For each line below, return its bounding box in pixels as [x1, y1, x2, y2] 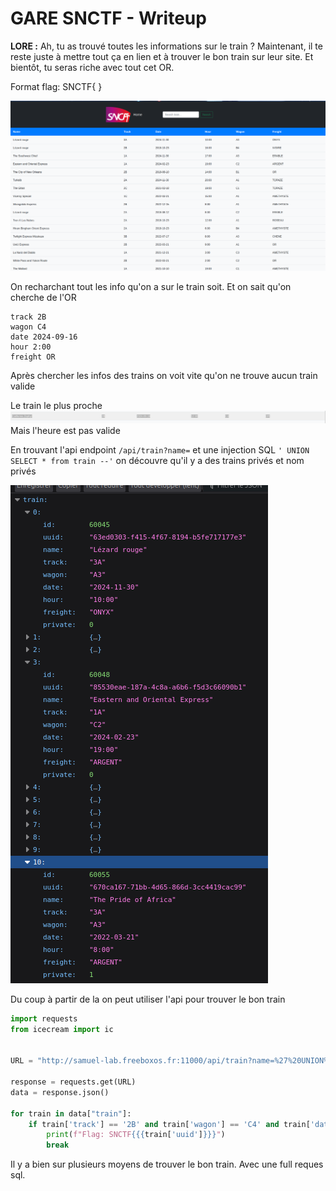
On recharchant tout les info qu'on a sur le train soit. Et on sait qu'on [10, 281, 292, 293]
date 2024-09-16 [10, 332, 78, 342]
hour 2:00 [10, 342, 52, 352]
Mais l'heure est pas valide [10, 424, 121, 436]
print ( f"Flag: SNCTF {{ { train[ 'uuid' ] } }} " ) [46, 1130, 226, 1140]
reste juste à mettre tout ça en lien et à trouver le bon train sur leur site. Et [10, 50, 314, 62]
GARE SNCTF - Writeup [10, 7, 207, 30]
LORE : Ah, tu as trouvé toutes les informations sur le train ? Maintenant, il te [10, 40, 323, 52]
